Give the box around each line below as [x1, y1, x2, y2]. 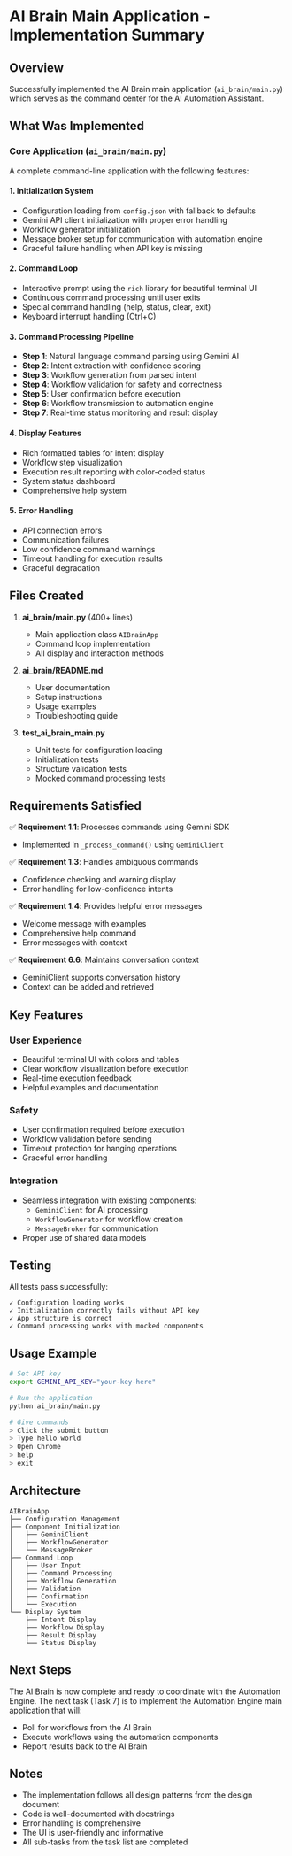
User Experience [9, 1034, 82, 1046]
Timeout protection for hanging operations [21, 1144, 177, 1154]
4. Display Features [9, 427, 82, 438]
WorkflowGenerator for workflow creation [35, 1213, 184, 1224]
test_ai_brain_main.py [21, 728, 106, 738]
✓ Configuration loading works [9, 1298, 125, 1307]
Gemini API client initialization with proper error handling [21, 214, 228, 225]
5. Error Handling [9, 505, 73, 516]
